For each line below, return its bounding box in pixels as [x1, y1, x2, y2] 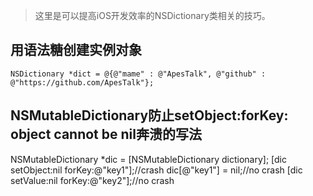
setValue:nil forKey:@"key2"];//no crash [10, 174, 175, 186]
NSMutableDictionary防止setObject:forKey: [10, 107, 289, 124]
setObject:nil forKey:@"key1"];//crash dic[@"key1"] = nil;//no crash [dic [10, 164, 303, 176]
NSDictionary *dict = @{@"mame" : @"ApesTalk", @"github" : [10, 69, 267, 79]
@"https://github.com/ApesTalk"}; [10, 77, 155, 88]
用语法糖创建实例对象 [10, 42, 142, 59]
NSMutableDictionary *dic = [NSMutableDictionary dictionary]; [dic [10, 153, 287, 165]
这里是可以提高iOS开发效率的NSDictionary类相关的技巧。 [34, 10, 271, 21]
